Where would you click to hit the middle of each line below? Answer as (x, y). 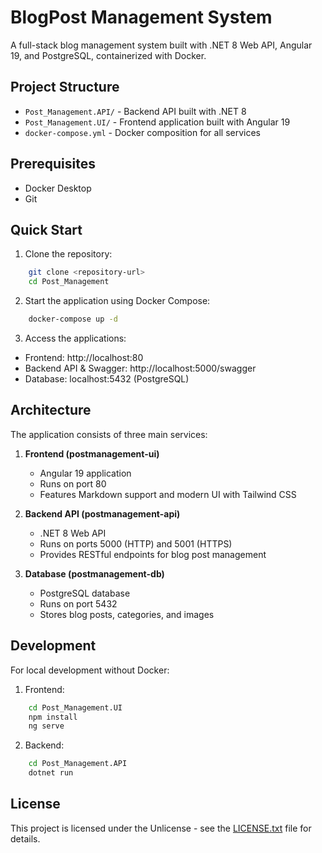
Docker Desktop (58, 188)
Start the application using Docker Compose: (117, 301)
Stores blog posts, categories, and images (127, 614)
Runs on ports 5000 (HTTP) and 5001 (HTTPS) (136, 543)
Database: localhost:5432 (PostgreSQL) (107, 379)
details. (25, 838)
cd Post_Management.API (78, 764)
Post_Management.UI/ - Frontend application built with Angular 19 (157, 122)
